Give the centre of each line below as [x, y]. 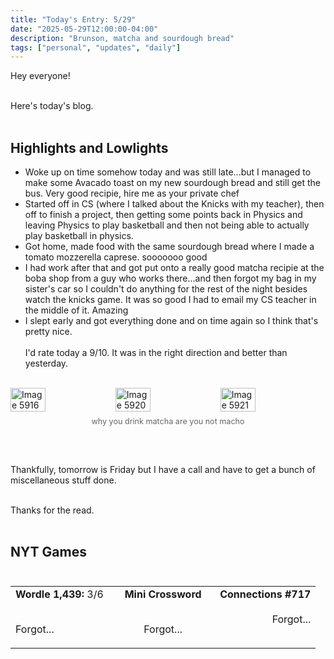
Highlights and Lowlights [89, 147]
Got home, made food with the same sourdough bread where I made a [169, 247]
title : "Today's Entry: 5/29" [73, 19]
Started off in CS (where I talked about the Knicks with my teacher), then [174, 204]
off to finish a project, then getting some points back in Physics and [163, 215]
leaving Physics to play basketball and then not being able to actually [167, 225]
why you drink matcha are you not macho [168, 421]
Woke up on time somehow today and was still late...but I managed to [168, 172]
